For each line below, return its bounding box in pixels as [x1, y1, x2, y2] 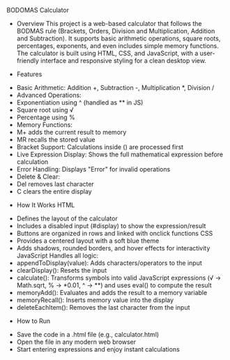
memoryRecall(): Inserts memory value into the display [16, 296, 174, 304]
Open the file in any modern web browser [16, 338, 137, 346]
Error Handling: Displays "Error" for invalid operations [16, 165, 171, 173]
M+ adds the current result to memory [16, 128, 127, 136]
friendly [16, 57, 40, 65]
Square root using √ [16, 106, 74, 114]
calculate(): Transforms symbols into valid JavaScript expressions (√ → [16, 273, 222, 282]
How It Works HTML [16, 201, 75, 209]
